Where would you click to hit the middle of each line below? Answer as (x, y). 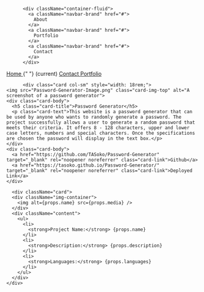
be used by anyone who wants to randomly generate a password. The (94, 117)
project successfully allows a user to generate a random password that (101, 122)
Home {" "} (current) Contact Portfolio (54, 74)
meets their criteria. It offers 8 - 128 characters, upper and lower (98, 128)
